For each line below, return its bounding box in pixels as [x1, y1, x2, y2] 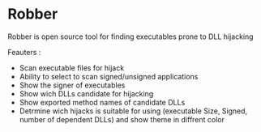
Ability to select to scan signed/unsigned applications [19, 71, 199, 81]
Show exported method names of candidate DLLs [19, 97, 186, 107]
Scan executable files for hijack [19, 62, 125, 73]
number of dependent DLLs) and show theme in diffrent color [19, 114, 225, 124]
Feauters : [7, 47, 41, 57]
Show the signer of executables [19, 80, 126, 90]
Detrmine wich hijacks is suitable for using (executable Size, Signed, [19, 106, 248, 116]
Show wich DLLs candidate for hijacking [19, 88, 154, 98]
